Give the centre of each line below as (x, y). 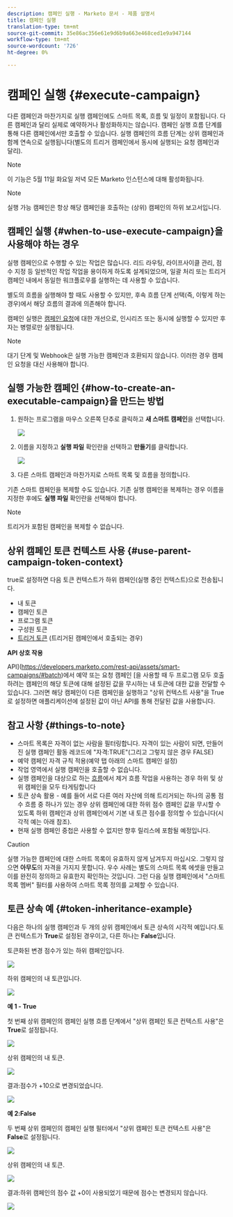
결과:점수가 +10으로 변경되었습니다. (55, 1085)
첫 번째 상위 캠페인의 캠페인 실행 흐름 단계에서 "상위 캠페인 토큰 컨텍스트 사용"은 (116, 1021)
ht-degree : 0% (28, 53)
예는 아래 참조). (51, 822)
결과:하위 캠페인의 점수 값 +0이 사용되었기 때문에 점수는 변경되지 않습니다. (107, 1193)
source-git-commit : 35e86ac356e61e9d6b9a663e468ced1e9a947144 (99, 33)
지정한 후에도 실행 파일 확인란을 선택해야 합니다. (72, 498)
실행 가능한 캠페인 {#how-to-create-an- (91, 388)
